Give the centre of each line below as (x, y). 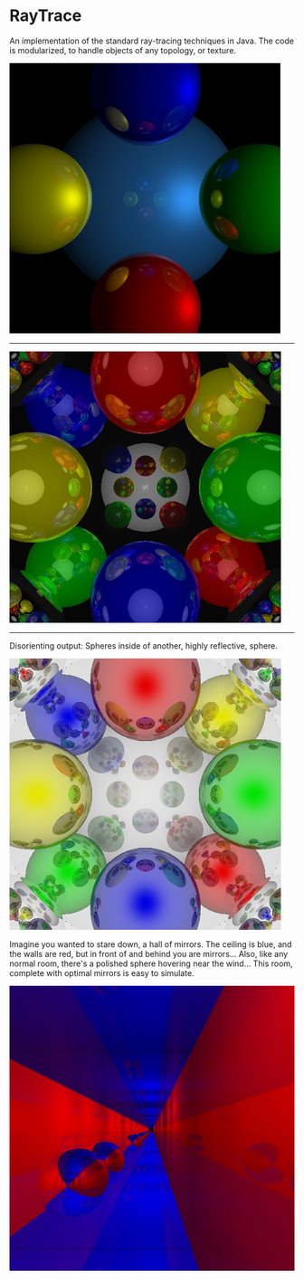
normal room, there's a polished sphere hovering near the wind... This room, (151, 963)
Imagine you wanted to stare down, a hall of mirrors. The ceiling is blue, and (151, 944)
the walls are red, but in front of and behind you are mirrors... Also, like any (149, 953)
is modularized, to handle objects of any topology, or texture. (123, 50)
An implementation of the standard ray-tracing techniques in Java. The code (152, 41)
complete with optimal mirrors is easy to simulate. (102, 972)
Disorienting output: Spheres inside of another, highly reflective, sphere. (144, 645)
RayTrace (46, 16)
